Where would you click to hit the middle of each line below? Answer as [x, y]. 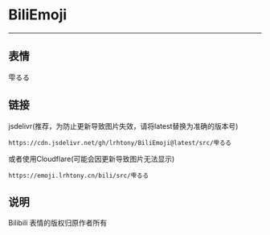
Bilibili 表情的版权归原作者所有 [58, 223]
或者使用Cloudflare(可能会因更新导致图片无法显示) [92, 159]
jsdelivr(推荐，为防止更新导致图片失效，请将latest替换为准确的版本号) [123, 126]
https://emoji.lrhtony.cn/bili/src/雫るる [79, 175]
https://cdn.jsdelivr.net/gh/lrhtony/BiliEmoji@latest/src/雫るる [120, 142]
